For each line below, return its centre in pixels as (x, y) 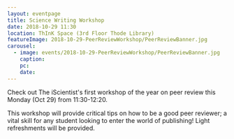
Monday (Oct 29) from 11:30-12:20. (58, 99)
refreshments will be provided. (51, 128)
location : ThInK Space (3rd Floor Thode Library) (81, 33)
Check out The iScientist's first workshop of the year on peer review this (111, 92)
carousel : (22, 46)
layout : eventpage (34, 14)
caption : (32, 59)
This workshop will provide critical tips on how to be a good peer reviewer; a (117, 113)
